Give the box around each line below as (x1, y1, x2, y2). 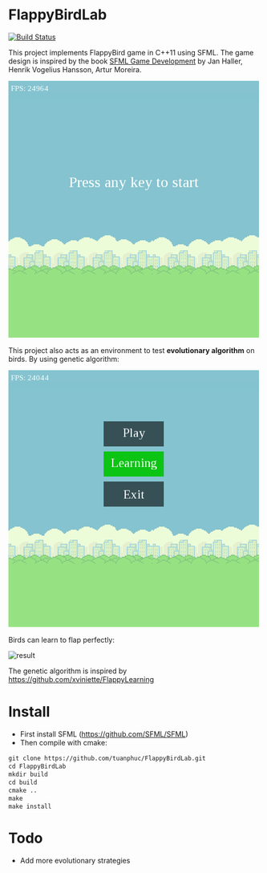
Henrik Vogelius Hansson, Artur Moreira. (8, 64, 142, 74)
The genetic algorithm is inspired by (8, 666, 127, 676)
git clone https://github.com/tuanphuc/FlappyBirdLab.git (8, 754, 206, 762)
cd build (8, 778, 38, 786)
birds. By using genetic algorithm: (8, 354, 120, 363)
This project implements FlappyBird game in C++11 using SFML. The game (8, 47, 254, 57)
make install (8, 802, 52, 810)
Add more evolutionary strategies (19, 855, 131, 865)
